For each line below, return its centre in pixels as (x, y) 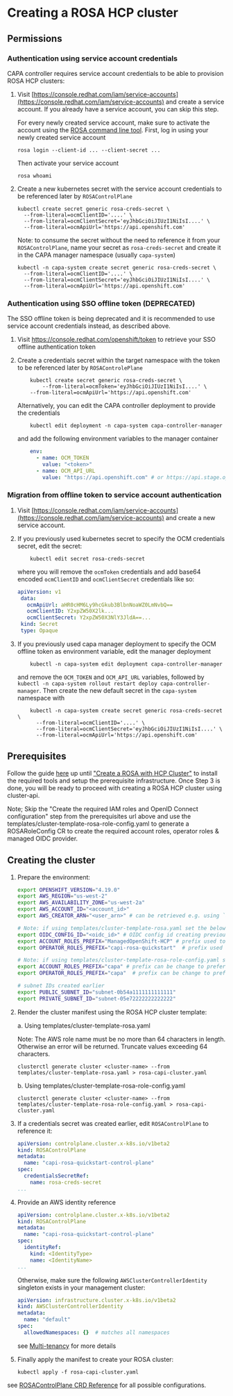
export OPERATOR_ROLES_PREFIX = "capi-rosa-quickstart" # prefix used (120, 948)
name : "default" (47, 1320)
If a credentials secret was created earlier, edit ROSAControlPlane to (113, 1123)
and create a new (190, 517)
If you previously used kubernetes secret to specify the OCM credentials (121, 538)
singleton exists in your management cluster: (81, 1287)
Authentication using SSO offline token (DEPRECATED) (101, 303)
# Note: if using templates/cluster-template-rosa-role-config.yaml (118, 960)
